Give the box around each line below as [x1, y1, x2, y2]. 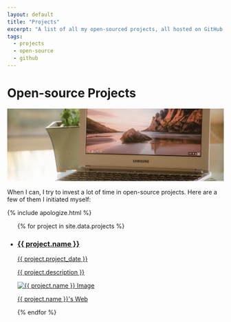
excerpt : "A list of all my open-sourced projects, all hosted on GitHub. [7, 26, 226, 32]
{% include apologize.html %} [7, 208, 92, 217]
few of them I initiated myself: [7, 195, 91, 203]
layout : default [7, 11, 54, 18]
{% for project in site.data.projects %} [16, 221, 125, 230]
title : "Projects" [7, 18, 60, 26]
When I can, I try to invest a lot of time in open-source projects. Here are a [7, 188, 218, 196]
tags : [7, 33, 23, 40]
